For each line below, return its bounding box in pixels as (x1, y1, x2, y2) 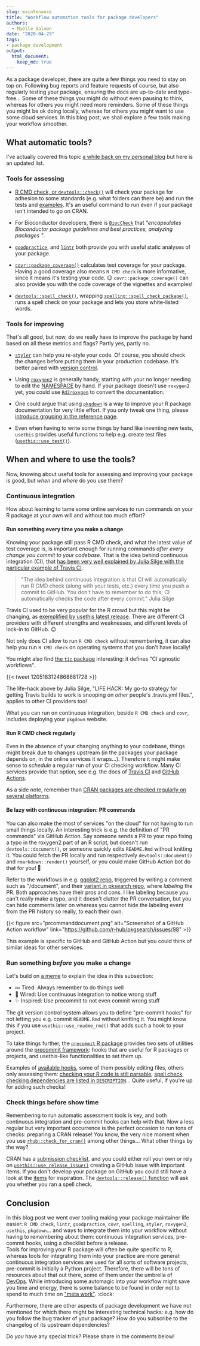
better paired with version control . (14, 364, 99, 371)
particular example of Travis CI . (6, 564, 84, 571)
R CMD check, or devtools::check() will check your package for (14, 188, 174, 195)
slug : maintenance (6, 8, 52, 15)
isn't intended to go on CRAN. (14, 207, 88, 215)
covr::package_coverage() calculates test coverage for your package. (14, 261, 186, 269)
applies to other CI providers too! (6, 698, 88, 705)
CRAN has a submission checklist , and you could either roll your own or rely (6, 1155, 193, 1163)
